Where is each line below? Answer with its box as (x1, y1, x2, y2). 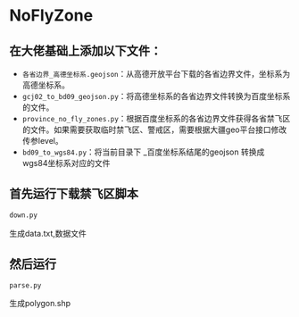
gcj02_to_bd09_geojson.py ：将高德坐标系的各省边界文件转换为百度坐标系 (21, 91, 291, 101)
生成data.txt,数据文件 (9, 228, 87, 238)
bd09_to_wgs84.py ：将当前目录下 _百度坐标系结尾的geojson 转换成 (21, 146, 265, 157)
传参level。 (21, 136, 64, 146)
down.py (9, 211, 38, 220)
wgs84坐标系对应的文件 (21, 158, 111, 168)
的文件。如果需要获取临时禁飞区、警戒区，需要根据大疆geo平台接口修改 (21, 124, 287, 135)
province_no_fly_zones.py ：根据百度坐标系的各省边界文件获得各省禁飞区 (21, 113, 291, 123)
